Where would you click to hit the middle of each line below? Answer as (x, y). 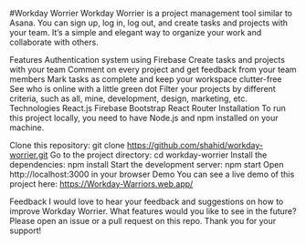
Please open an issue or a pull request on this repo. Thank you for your (143, 221)
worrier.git (29, 155)
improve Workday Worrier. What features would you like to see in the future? (153, 211)
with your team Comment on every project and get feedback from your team (153, 69)
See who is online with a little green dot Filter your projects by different (142, 89)
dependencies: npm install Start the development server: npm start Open (147, 164)
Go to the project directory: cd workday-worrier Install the (158, 155)
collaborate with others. (54, 42)
